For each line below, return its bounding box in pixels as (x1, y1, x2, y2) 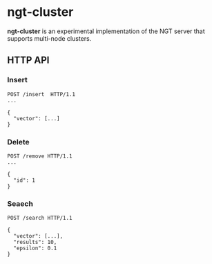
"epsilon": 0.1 (13, 245, 57, 252)
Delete (7, 137, 30, 147)
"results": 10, (13, 239, 57, 246)
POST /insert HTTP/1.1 (7, 91, 76, 97)
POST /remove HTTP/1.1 (7, 153, 73, 160)
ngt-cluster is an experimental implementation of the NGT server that (7, 27, 205, 35)
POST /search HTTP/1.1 (7, 215, 73, 222)
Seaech (7, 198, 33, 208)
